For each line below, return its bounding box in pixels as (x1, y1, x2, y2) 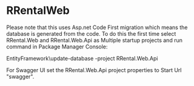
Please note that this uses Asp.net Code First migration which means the (6, 24, 188, 31)
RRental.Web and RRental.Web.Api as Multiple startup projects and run (6, 36, 183, 44)
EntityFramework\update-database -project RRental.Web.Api (6, 55, 158, 62)
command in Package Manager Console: (6, 43, 108, 50)
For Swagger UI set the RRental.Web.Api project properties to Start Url (6, 66, 182, 73)
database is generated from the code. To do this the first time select (6, 30, 176, 37)
